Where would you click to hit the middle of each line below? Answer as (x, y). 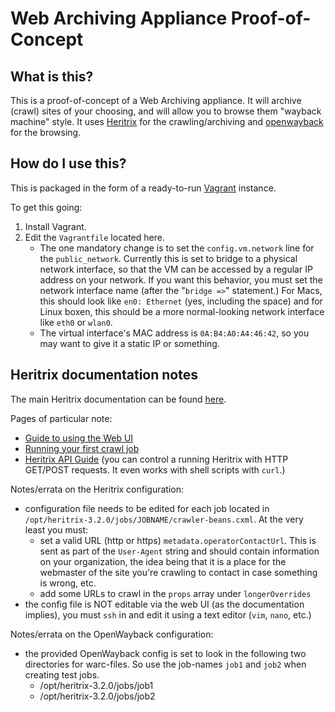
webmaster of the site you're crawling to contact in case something (178, 572)
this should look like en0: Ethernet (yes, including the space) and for (181, 301)
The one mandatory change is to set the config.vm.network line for (177, 248)
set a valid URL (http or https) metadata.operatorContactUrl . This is (178, 540)
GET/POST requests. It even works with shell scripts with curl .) (155, 469)
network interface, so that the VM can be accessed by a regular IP (176, 269)
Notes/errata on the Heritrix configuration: (97, 489)
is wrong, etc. (68, 583)
